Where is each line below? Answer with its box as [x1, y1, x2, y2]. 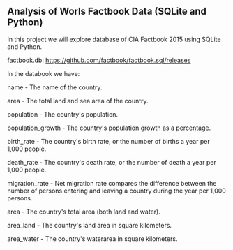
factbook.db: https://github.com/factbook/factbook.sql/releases [7, 56, 191, 64]
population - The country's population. [7, 110, 119, 118]
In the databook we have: [7, 69, 80, 78]
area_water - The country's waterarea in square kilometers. [7, 234, 178, 243]
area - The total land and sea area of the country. [7, 96, 149, 105]
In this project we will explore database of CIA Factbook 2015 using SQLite [7, 35, 221, 43]
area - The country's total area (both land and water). [7, 207, 160, 216]
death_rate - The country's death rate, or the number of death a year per [7, 158, 216, 166]
